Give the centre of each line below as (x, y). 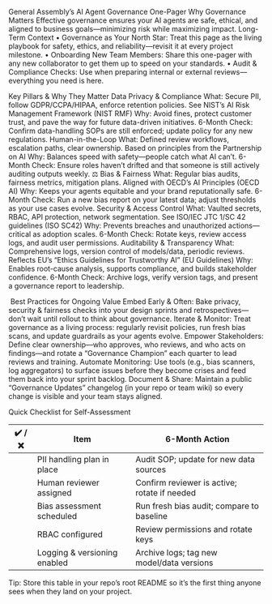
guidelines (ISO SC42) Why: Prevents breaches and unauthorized (117, 225)
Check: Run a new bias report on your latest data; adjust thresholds (144, 199)
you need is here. (74, 81)
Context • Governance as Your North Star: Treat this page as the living (144, 37)
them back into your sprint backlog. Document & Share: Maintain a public (130, 379)
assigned (54, 493)
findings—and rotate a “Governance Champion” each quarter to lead (123, 353)
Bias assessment (69, 506)
